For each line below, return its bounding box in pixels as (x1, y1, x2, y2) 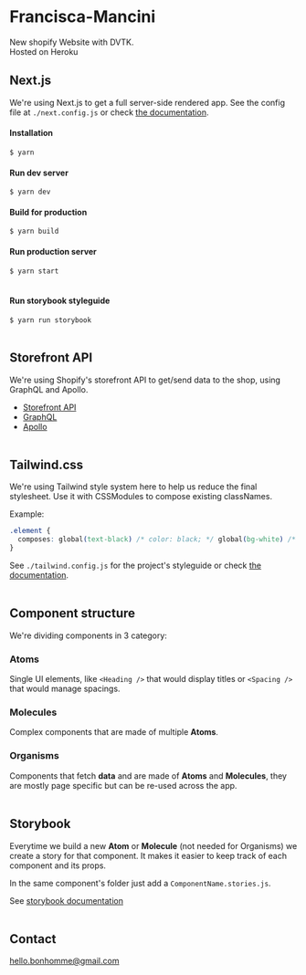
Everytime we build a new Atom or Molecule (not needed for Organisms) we (9, 840, 298, 851)
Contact (9, 931, 57, 947)
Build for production (9, 206, 88, 217)
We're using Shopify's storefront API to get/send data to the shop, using (9, 374, 281, 385)
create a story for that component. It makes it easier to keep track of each (9, 850, 288, 861)
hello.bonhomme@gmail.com (9, 956, 120, 967)
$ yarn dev (9, 187, 51, 197)
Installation (9, 128, 53, 139)
